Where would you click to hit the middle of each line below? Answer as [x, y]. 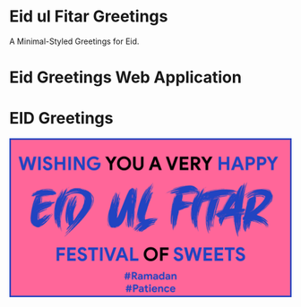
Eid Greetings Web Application [125, 77]
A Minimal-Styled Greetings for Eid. [74, 41]
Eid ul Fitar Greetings [89, 17]
